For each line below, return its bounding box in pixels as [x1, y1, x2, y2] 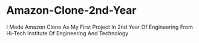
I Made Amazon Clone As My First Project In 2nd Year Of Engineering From [6, 23, 194, 30]
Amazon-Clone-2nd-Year [6, 4, 137, 17]
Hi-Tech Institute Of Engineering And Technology [6, 29, 129, 36]
